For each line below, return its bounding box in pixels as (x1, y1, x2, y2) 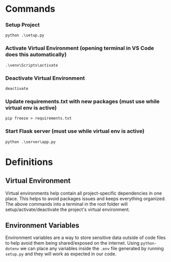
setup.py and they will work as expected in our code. (5, 251, 116, 257)
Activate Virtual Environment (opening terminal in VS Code (5, 44, 154, 52)
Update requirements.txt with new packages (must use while (5, 98, 160, 105)
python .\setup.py (5, 33, 44, 38)
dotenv (5, 246, 19, 252)
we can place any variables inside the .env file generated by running (20, 246, 164, 252)
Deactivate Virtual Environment (5, 75, 85, 82)
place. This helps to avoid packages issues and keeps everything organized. (5, 195, 166, 202)
